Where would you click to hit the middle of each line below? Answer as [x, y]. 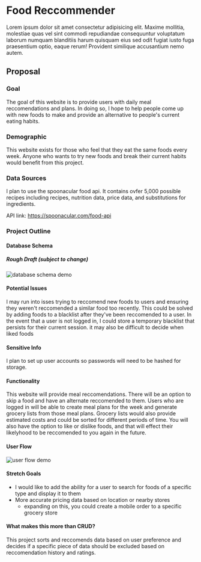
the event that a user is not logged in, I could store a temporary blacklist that [100, 321]
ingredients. [21, 204]
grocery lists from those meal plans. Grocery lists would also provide [91, 413]
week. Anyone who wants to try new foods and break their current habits [96, 156]
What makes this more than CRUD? [51, 526]
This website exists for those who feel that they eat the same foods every [97, 150]
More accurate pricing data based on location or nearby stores [92, 499]
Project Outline [28, 231]
